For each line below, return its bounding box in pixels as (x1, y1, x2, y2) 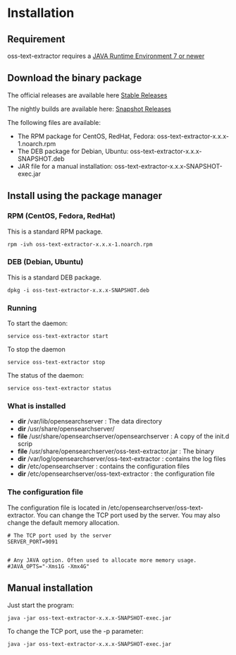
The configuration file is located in (7, 503, 107, 512)
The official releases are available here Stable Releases (7, 90, 168, 100)
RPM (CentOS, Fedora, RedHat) (7, 211, 116, 221)
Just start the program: (7, 601, 75, 609)
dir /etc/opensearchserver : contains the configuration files (17, 462, 190, 471)
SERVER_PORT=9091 (7, 538, 58, 545)
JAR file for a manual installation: (17, 162, 113, 170)
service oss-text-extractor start (7, 333, 109, 340)
